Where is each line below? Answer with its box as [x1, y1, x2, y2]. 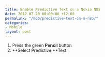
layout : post [5, 29, 31, 34]
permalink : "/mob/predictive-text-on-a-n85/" [5, 16, 98, 21]
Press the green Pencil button [12, 43, 72, 48]
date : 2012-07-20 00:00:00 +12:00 [5, 11, 75, 16]
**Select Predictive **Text [12, 47, 67, 53]
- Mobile [5, 25, 23, 30]
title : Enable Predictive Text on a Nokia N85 [5, 7, 101, 12]
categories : [5, 20, 29, 25]
